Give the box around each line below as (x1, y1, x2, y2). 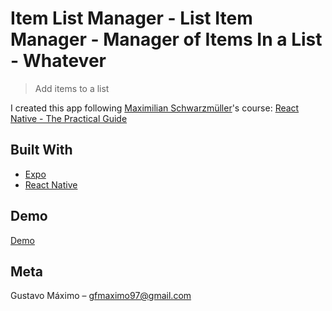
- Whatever (10, 50, 107, 72)
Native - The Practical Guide (10, 112, 128, 124)
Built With (10, 142, 73, 159)
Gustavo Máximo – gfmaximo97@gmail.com (10, 290, 192, 302)
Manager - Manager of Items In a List (10, 28, 323, 51)
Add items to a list (34, 82, 110, 94)
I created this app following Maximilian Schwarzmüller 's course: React (10, 102, 300, 114)
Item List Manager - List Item (10, 7, 253, 30)
